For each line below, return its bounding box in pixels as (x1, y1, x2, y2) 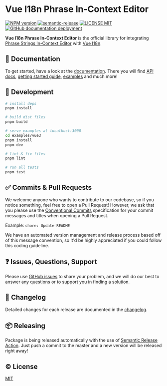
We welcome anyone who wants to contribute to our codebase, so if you (5, 196, 154, 203)
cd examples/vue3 (5, 133, 41, 138)
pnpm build (5, 119, 28, 124)
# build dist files (5, 115, 46, 120)
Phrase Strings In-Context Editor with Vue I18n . (5, 40, 102, 46)
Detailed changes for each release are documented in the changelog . (5, 306, 148, 313)
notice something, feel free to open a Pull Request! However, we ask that (5, 202, 155, 208)
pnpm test (5, 170, 26, 175)
